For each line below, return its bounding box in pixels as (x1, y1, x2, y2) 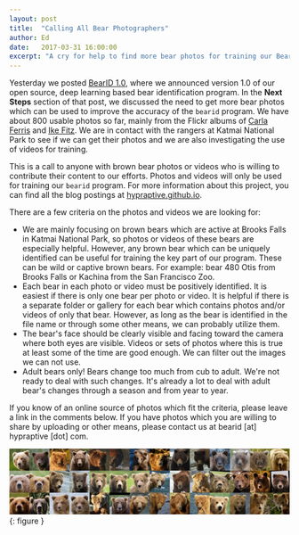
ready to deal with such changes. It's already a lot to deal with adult (21, 375, 271, 387)
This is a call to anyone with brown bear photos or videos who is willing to (9, 161, 280, 172)
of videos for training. (9, 144, 89, 155)
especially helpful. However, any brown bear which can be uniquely (21, 243, 271, 254)
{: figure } (9, 515, 44, 526)
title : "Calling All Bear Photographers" (9, 23, 169, 33)
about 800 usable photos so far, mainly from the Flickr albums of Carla (9, 116, 269, 127)
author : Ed (9, 33, 50, 42)
